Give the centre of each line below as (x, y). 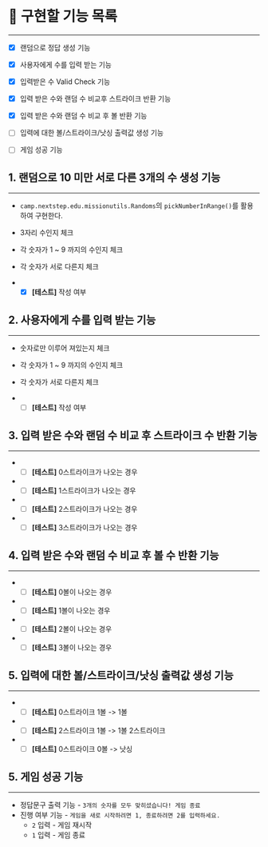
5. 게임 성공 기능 (46, 777)
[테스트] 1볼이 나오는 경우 (71, 611)
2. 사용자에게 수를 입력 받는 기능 (82, 320)
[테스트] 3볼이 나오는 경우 (72, 648)
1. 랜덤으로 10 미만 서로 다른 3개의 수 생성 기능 (114, 177)
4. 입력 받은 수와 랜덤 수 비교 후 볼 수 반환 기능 (114, 555)
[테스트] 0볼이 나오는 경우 (72, 592)
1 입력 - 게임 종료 (59, 835)
